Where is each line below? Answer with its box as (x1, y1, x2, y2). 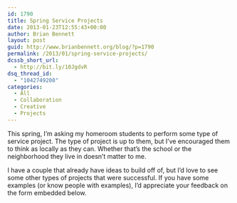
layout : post (7, 37, 46, 44)
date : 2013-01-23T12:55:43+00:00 (7, 24, 107, 31)
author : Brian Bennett (7, 30, 75, 38)
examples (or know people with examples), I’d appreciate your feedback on (7, 181, 228, 189)
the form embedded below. (7, 188, 87, 197)
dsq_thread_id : (7, 70, 53, 77)
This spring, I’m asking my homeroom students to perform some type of (7, 129, 218, 137)
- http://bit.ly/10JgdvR (14, 63, 88, 71)
